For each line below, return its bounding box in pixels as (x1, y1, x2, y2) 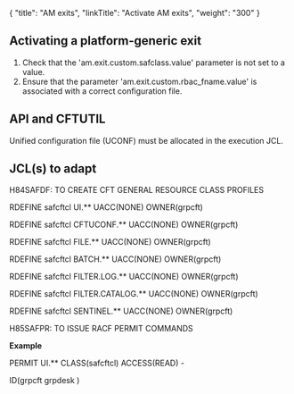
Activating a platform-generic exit (9, 33, 202, 48)
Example (9, 340, 43, 351)
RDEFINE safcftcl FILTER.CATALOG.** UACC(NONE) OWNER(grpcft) (9, 289, 258, 299)
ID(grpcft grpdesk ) (9, 375, 80, 386)
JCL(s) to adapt (9, 161, 97, 177)
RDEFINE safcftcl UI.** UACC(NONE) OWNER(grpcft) (9, 202, 203, 213)
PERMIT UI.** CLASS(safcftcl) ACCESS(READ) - (9, 357, 185, 369)
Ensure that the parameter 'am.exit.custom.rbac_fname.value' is (21, 76, 257, 87)
